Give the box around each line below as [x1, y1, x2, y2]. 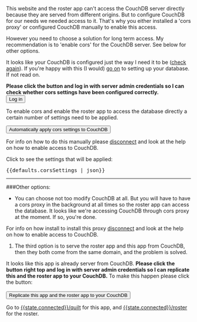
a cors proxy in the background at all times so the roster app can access [14, 201, 189, 208]
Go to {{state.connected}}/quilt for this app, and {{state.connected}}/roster [6, 304, 188, 311]
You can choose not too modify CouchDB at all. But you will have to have [14, 195, 191, 201]
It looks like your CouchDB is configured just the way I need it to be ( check [6, 59, 186, 66]
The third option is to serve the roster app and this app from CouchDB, [14, 242, 185, 249]
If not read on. [6, 71, 40, 78]
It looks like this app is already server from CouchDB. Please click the [6, 260, 175, 267]
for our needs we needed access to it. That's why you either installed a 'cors [6, 18, 191, 24]
